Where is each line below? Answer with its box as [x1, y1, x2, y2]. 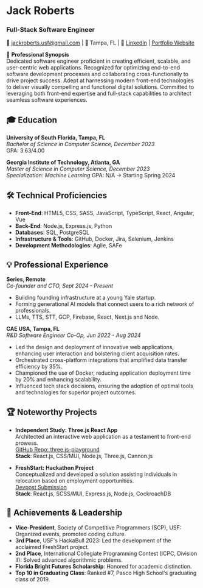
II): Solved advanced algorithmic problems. [15, 556, 123, 564]
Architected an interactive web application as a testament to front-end [15, 433, 191, 440]
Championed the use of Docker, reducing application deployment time [15, 369, 191, 377]
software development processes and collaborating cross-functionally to [6, 71, 188, 78]
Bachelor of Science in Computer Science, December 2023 [6, 141, 155, 148]
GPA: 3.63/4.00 [6, 147, 45, 154]
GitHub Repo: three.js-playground [15, 445, 100, 453]
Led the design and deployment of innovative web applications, [15, 343, 174, 350]
